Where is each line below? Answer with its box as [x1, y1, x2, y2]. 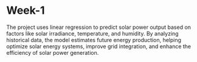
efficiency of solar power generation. [6, 49, 99, 56]
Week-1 [6, 4, 45, 17]
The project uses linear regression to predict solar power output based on [6, 23, 192, 31]
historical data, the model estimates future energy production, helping [6, 36, 181, 43]
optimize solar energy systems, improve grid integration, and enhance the [6, 43, 192, 50]
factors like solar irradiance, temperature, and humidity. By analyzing [6, 29, 179, 37]
